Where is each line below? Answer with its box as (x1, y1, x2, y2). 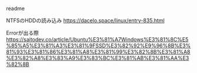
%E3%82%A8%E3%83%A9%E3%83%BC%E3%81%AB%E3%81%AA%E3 (6, 55, 189, 61)
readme (6, 5, 25, 12)
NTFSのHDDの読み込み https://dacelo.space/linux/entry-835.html (6, 17, 165, 24)
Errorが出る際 (6, 29, 39, 36)
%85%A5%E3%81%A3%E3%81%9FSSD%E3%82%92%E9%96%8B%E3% (6, 42, 191, 49)
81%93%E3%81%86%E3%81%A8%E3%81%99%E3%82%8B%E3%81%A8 (6, 48, 191, 55)
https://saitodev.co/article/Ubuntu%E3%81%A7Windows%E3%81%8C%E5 (6, 36, 189, 43)
